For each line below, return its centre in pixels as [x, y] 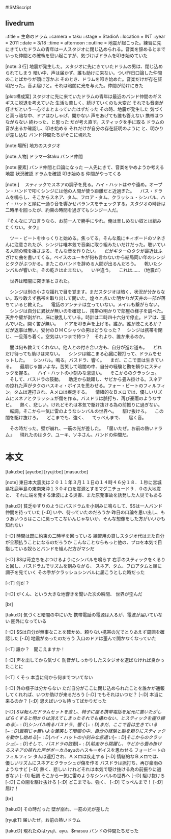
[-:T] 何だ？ [17, 583]
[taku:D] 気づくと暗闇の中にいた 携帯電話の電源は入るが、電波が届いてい [82, 614]
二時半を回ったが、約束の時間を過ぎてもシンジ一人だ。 [63, 210]
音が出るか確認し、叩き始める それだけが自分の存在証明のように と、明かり [84, 128]
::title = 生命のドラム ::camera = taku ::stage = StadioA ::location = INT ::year [85, 36]
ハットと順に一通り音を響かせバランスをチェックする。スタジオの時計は [90, 203]
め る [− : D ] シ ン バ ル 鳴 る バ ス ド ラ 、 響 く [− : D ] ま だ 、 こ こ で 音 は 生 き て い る [81, 724]
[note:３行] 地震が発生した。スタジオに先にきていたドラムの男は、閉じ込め [84, 66]
